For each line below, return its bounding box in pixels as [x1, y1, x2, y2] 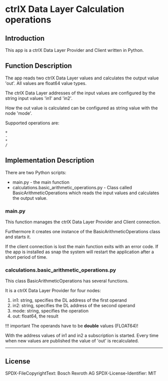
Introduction [5, 34, 45, 42]
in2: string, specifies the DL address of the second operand [12, 303, 135, 309]
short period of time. [5, 254, 47, 260]
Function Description [5, 61, 72, 70]
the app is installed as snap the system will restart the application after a [5, 249, 154, 255]
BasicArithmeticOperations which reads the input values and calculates [12, 190, 159, 196]
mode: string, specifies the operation [12, 308, 89, 314]
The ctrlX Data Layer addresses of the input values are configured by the [5, 90, 156, 96]
